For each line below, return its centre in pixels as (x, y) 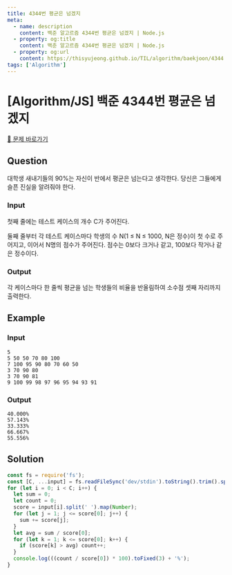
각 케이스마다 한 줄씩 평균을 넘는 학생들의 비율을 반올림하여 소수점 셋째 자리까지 (114, 287)
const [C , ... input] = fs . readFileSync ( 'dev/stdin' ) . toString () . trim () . (114, 481)
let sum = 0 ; (32, 494)
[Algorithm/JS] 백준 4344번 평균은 (105, 101)
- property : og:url (41, 52)
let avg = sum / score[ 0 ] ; (52, 533)
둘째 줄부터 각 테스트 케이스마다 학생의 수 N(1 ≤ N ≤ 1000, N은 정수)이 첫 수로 (112, 236)
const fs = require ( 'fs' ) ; (46, 475)
